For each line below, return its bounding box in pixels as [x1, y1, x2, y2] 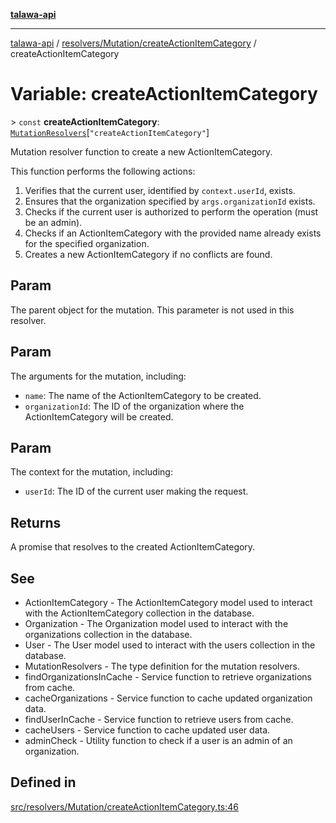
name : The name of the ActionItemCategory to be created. [24, 389, 262, 401]
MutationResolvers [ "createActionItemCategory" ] [10, 126, 210, 138]
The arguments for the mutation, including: [10, 370, 187, 382]
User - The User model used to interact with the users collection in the [24, 639, 316, 651]
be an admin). [24, 216, 83, 228]
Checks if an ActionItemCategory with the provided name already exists [24, 227, 322, 239]
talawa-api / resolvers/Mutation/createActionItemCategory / [10, 37, 257, 49]
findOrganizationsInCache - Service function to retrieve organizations [24, 671, 312, 683]
